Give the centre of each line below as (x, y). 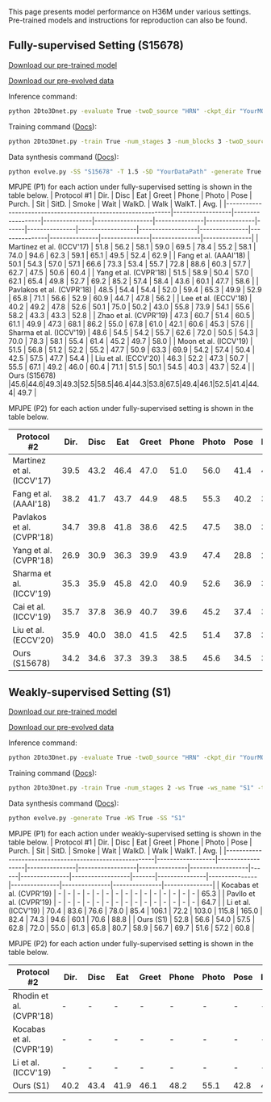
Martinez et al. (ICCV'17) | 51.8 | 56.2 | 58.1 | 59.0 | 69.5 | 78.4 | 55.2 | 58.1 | (132, 247)
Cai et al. (29, 607)
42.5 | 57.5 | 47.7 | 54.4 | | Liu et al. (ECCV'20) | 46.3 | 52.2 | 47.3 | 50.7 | (128, 358)
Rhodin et (31, 995)
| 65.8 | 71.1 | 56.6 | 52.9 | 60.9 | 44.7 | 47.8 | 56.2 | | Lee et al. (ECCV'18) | (130, 299)
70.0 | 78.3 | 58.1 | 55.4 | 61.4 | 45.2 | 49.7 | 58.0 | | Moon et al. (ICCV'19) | (131, 341)
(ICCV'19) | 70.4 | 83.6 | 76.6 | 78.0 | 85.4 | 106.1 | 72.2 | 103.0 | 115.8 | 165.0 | (135, 911)
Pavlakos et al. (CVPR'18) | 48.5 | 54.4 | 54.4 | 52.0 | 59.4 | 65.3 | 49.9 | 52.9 (135, 290)
